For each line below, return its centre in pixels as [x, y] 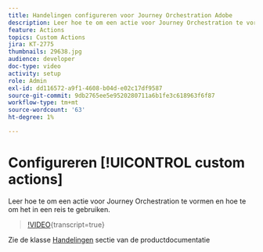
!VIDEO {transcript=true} [66, 225]
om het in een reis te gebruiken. [59, 209]
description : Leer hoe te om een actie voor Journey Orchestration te [126, 23]
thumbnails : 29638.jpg [45, 52]
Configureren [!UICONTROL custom [126, 163]
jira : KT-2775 [31, 45]
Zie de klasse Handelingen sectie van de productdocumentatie [109, 239]
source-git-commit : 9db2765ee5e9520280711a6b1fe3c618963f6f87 [112, 95]
